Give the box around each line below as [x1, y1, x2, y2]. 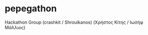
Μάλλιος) [5, 24, 26, 30]
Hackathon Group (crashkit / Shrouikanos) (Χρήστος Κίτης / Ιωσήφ [5, 19, 143, 25]
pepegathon [5, 3, 57, 14]
